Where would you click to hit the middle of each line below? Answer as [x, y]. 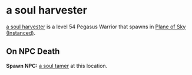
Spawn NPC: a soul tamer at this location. [57, 66]
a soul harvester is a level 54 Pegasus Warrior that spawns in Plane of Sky [96, 27]
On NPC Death [33, 52]
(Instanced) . [21, 32]
